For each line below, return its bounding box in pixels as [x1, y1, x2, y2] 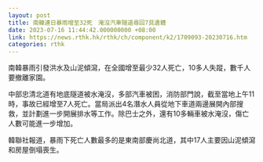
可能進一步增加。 [21, 119, 77, 128]
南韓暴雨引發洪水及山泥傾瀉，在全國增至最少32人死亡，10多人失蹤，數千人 [8, 63, 251, 73]
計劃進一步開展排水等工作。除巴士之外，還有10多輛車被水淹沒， [28, 109, 236, 118]
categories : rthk [8, 41, 65, 49]
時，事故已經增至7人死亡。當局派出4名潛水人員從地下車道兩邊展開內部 [8, 99, 237, 109]
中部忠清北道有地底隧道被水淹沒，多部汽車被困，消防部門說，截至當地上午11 [8, 89, 255, 99]
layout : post [8, 11, 51, 20]
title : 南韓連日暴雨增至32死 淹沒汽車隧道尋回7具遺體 [8, 19, 166, 27]
